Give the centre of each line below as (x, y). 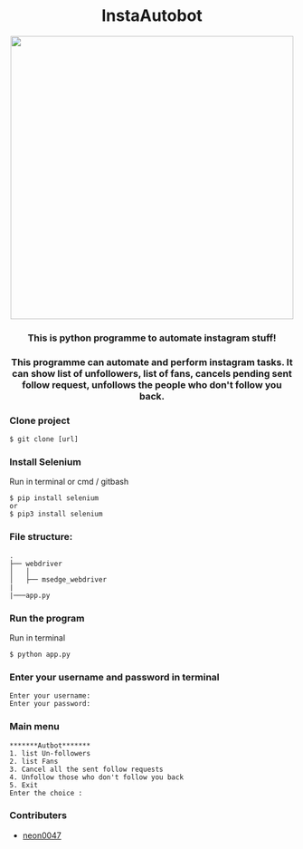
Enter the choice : (46, 793)
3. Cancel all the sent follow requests (87, 769)
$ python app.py (40, 654)
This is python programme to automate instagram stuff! (152, 338)
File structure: (41, 537)
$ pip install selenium (54, 498)
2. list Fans (34, 761)
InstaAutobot (152, 16)
